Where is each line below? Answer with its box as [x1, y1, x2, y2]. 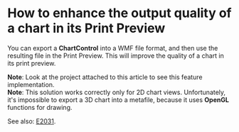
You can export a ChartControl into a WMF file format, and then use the [7, 44, 218, 52]
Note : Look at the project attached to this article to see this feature [7, 73, 203, 81]
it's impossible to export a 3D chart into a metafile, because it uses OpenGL [7, 95, 230, 104]
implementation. [7, 80, 55, 88]
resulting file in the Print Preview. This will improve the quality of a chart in [7, 51, 224, 60]
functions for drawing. [7, 103, 73, 111]
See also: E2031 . [7, 116, 56, 126]
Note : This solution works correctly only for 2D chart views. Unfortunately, [7, 88, 226, 96]
